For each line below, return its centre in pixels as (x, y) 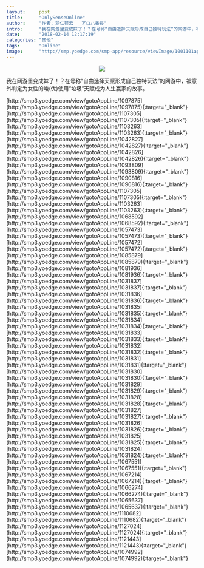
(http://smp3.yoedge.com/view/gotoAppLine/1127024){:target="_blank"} (97, 532)
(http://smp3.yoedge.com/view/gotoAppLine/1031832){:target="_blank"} (97, 352)
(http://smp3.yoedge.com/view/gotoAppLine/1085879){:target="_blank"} (97, 262)
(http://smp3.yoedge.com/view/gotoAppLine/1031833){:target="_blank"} (97, 339)
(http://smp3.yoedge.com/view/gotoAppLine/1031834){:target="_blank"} (97, 326)
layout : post (28, 12)
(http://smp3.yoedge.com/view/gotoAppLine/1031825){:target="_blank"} (97, 442)
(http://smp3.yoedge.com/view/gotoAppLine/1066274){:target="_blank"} (97, 494)
